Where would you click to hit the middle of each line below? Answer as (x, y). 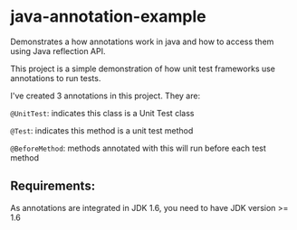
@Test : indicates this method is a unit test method (102, 130)
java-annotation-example (108, 17)
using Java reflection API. (58, 51)
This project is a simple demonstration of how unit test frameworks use (143, 69)
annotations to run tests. (56, 78)
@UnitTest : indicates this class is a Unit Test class (102, 113)
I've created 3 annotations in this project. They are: (105, 96)
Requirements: (53, 186)
